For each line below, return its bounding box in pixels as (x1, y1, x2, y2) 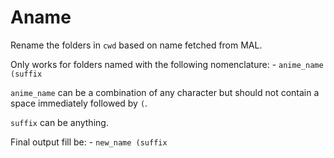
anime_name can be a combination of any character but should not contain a (10, 86, 320, 98)
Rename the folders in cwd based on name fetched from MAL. (10, 39, 263, 51)
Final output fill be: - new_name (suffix (10, 136, 168, 148)
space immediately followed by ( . (10, 97, 148, 109)
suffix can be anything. (10, 116, 109, 128)
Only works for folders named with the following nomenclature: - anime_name (10, 58, 324, 70)
